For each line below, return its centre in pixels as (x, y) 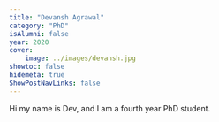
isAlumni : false (39, 34)
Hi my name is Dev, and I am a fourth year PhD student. (110, 108)
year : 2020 (29, 42)
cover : (21, 50)
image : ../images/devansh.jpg (81, 58)
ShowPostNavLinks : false (55, 83)
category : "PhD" (39, 26)
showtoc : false (37, 67)
